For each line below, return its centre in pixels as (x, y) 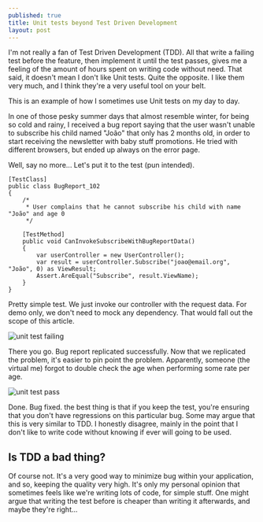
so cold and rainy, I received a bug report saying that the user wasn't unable (132, 125)
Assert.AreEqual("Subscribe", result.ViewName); (118, 276)
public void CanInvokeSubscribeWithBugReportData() (109, 242)
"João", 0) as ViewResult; (52, 269)
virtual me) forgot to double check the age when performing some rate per (129, 368)
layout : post (30, 30)
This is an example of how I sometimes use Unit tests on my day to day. (124, 101)
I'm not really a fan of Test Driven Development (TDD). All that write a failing (131, 53)
